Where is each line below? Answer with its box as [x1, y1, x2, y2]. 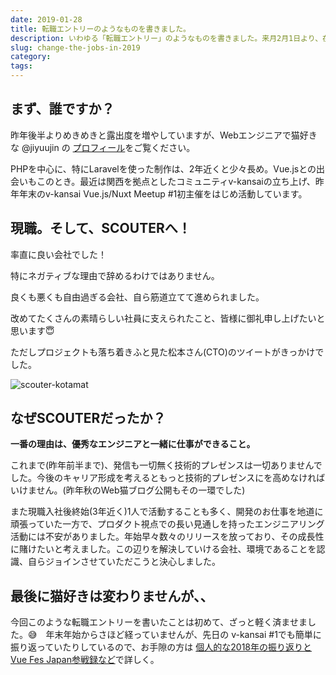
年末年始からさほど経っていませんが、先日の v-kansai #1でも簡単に [45, 629, 322, 641]
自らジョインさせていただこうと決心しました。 [27, 556, 221, 568]
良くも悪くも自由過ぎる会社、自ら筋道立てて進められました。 [10, 291, 265, 303]
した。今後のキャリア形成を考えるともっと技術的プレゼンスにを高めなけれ [10, 472, 317, 484]
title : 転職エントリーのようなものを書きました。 [10, 24, 191, 34]
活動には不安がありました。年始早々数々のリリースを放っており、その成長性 [10, 531, 325, 543]
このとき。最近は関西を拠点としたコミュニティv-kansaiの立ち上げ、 [36, 175, 316, 187]
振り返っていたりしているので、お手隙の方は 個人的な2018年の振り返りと [10, 641, 312, 653]
